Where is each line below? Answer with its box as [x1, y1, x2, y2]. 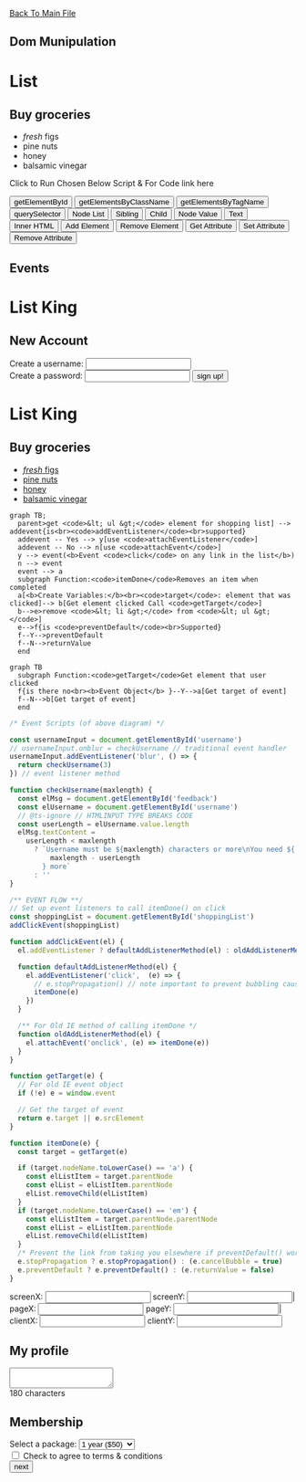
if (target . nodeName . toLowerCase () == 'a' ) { [17, 1163, 194, 1172]
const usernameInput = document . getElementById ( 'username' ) [9, 735, 243, 744]
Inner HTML [14, 221, 55, 231]
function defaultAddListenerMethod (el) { [17, 962, 178, 972]
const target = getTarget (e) [17, 1147, 128, 1156]
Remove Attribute [14, 233, 73, 243]
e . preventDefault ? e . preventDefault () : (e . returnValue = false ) [17, 1265, 275, 1275]
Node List [72, 209, 105, 219]
